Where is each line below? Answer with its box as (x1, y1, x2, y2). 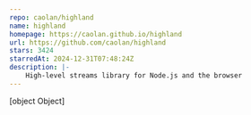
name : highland (9, 21, 66, 30)
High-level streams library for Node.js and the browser (25, 71, 243, 80)
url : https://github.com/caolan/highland (9, 37, 167, 47)
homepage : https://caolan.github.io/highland (9, 29, 182, 38)
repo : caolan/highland (9, 12, 94, 22)
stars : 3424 (9, 46, 54, 55)
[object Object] (9, 95, 65, 106)
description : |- (9, 63, 70, 72)
